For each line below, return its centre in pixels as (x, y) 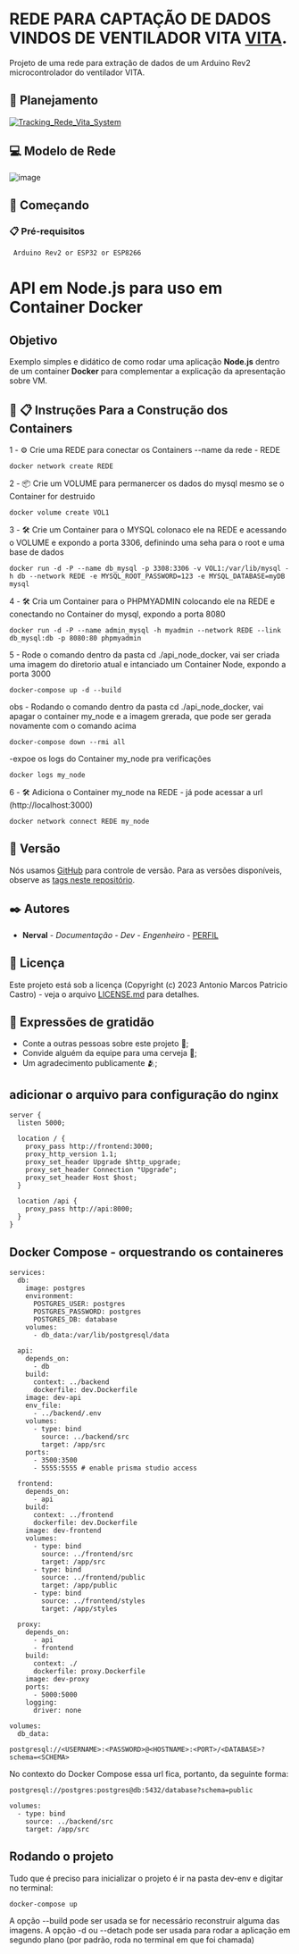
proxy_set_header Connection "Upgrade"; (101, 1170)
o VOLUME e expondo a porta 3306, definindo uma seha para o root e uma (147, 543)
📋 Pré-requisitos (47, 231)
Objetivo (33, 340)
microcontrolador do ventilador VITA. (77, 72)
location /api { (47, 1202)
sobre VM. (28, 381)
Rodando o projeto (62, 1857)
